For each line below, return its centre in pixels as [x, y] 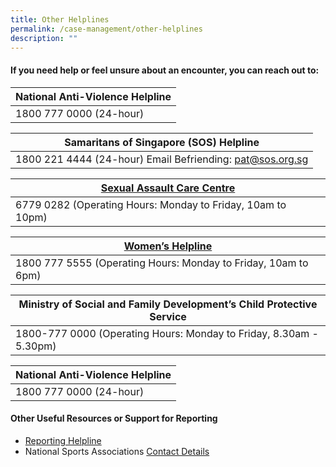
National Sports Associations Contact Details [117, 451]
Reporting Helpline [63, 440]
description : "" [44, 38]
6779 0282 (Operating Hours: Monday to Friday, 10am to [151, 204]
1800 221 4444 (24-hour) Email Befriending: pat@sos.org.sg [162, 159]
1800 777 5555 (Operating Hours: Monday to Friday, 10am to [162, 263]
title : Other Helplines [60, 19]
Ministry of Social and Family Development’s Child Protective [168, 304]
